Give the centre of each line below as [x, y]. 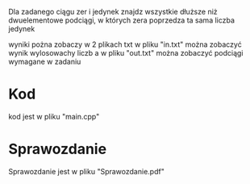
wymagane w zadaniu [45, 61]
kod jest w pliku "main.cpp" [54, 116]
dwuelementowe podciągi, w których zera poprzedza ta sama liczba [122, 20]
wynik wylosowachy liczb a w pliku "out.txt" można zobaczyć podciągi [126, 53]
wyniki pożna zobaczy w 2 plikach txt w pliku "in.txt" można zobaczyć [125, 44]
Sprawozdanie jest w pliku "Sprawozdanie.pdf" [87, 171]
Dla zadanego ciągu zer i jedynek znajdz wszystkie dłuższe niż [113, 12]
